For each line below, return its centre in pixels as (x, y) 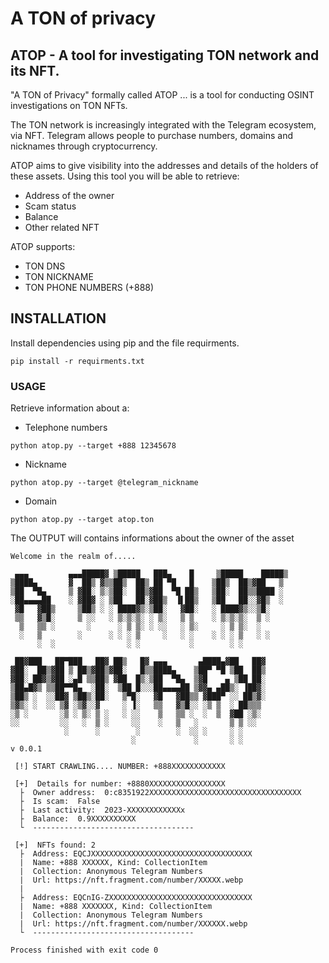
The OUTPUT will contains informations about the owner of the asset (152, 538)
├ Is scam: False (60, 802)
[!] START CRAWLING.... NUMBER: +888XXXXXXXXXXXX (120, 767)
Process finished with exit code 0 (84, 950)
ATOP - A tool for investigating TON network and (165, 55)
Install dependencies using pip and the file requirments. (125, 343)
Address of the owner (69, 195)
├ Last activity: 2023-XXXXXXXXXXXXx (102, 810)
